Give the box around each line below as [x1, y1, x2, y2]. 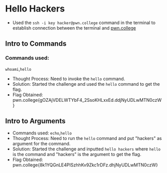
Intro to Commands [5, 40, 67, 48]
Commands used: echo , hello [12, 130, 72, 136]
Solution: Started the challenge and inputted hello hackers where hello [12, 146, 161, 152]
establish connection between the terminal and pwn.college [12, 25, 136, 31]
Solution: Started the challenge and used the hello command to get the [12, 81, 160, 87]
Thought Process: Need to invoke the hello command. [12, 76, 125, 82]
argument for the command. [12, 141, 71, 147]
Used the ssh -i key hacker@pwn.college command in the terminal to [12, 20, 155, 26]
